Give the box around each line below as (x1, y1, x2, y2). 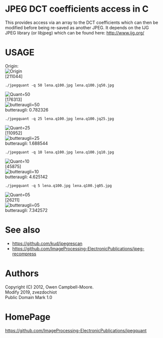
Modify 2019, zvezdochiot (5, 289, 57, 295)
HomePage (5, 311, 51, 322)
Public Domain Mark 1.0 (5, 294, 53, 300)
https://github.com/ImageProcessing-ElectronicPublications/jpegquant (5, 327, 147, 333)
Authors (5, 268, 39, 279)
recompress (12, 251, 36, 257)
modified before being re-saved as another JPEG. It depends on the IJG (5, 24, 149, 30)
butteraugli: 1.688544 (5, 140, 48, 146)
